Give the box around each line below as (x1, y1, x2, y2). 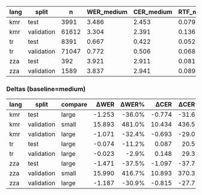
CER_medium (133, 8, 173, 16)
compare (61, 101, 88, 109)
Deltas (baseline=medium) (6, 84, 86, 93)
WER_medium (87, 8, 128, 16)
